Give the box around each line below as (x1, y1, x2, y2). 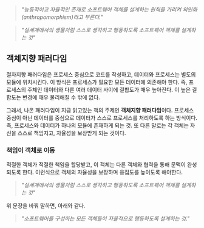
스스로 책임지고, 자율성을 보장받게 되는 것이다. (17, 129, 126, 136)
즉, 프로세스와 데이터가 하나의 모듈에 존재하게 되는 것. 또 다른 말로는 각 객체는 (6, 122, 189, 129)
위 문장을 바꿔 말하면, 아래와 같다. (6, 202, 86, 209)
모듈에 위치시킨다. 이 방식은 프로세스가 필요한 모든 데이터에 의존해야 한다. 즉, (6, 78, 188, 86)
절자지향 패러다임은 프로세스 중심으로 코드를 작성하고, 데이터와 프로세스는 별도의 (6, 71, 196, 78)
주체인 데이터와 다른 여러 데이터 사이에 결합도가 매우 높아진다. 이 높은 (27, 86, 191, 93)
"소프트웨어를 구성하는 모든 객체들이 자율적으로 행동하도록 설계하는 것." (21, 215, 190, 223)
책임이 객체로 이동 (6, 146, 56, 154)
